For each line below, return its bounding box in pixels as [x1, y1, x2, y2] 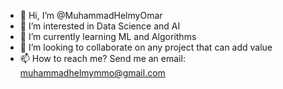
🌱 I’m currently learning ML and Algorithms [19, 31, 197, 42]
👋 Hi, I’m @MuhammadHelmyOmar [19, 10, 163, 21]
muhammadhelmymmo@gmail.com [19, 67, 166, 79]
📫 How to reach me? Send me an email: [19, 53, 186, 64]
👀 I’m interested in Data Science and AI [19, 20, 181, 32]
